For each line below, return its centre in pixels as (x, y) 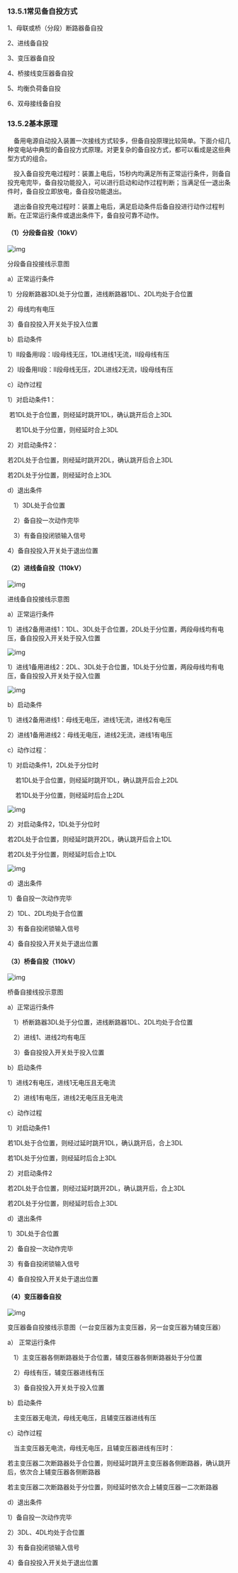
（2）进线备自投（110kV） (46, 568)
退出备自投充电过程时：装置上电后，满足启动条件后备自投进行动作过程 (115, 206)
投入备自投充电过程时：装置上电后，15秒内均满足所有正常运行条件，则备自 (122, 173)
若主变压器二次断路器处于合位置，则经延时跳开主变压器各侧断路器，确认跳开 (119, 1463)
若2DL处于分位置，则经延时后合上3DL (63, 1204)
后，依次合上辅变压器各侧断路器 (54, 1472)
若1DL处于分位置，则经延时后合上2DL (70, 795)
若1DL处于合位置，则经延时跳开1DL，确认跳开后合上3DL (91, 414)
